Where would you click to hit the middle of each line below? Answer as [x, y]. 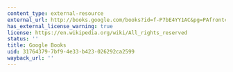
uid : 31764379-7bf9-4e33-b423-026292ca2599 [71, 52]
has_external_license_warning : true [60, 26]
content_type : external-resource [55, 13]
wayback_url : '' [31, 58]
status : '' [23, 39]
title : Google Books [37, 45]
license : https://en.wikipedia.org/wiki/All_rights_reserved [97, 33]
